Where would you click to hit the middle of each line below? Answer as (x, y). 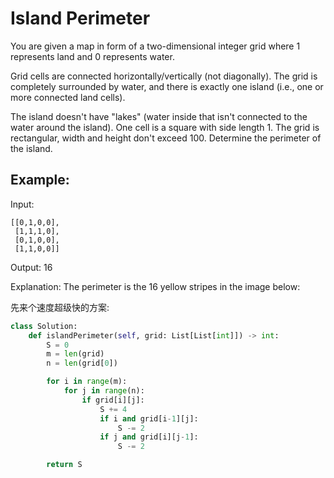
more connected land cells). (68, 97)
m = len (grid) (75, 354)
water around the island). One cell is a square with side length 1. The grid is (165, 127)
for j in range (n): (104, 391)
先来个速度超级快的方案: (60, 307)
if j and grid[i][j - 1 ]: (149, 437)
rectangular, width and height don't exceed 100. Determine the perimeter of (166, 138)
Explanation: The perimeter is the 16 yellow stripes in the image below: (155, 286)
